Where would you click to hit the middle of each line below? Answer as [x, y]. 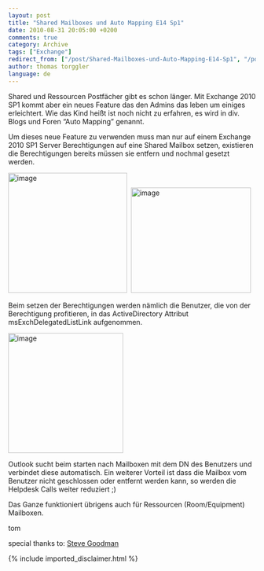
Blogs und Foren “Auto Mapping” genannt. [77, 121]
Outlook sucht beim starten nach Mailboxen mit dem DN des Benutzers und [130, 464]
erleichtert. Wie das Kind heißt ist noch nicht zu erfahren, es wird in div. [124, 113]
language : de [29, 74]
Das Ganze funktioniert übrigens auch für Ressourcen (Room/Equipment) [126, 504]
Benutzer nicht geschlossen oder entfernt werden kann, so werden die [122, 481]
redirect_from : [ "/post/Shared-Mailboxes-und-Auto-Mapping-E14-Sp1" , [125, 60]
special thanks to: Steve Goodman [64, 543]
